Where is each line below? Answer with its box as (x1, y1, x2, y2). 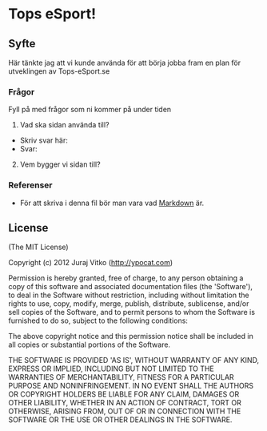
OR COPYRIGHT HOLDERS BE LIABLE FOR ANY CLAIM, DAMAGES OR (8, 389, 240, 399)
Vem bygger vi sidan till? (19, 159, 102, 169)
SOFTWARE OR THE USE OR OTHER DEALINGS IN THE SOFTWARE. (8, 415, 233, 425)
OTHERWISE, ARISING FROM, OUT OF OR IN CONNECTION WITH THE (8, 406, 241, 417)
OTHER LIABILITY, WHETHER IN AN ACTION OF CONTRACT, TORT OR (8, 398, 241, 408)
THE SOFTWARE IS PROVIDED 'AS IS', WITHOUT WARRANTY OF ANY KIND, (8, 356, 260, 365)
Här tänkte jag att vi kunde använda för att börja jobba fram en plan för (8, 58, 241, 67)
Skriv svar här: (19, 135, 68, 145)
